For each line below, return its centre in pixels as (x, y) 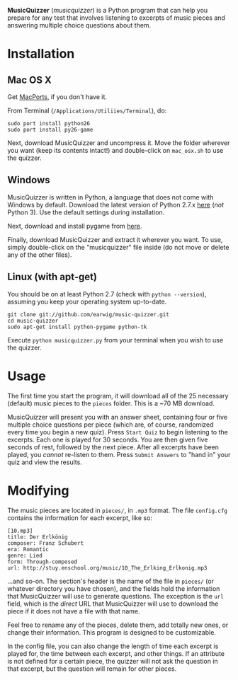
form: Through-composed (42, 562)
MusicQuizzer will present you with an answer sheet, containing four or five (118, 417)
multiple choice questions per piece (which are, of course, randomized (110, 425)
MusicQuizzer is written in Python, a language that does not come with (110, 197)
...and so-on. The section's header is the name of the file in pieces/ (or (111, 581)
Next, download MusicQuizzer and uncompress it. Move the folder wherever (119, 143)
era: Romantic (28, 549)
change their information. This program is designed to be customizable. (112, 632)
